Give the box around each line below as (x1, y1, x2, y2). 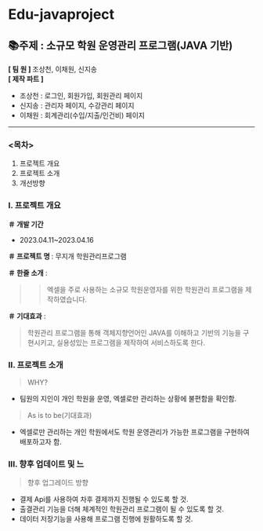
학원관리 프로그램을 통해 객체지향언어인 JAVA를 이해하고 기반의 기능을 (27, 328, 241, 337)
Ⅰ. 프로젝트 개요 (8, 200, 61, 211)
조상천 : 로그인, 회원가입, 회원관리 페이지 (19, 91, 143, 100)
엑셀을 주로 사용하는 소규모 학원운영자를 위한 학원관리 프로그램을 (46, 284, 244, 294)
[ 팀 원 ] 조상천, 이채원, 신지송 (8, 64, 98, 74)
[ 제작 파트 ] (8, 75, 45, 83)
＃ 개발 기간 (8, 219, 45, 229)
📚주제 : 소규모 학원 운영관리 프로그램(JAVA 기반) (8, 38, 233, 52)
